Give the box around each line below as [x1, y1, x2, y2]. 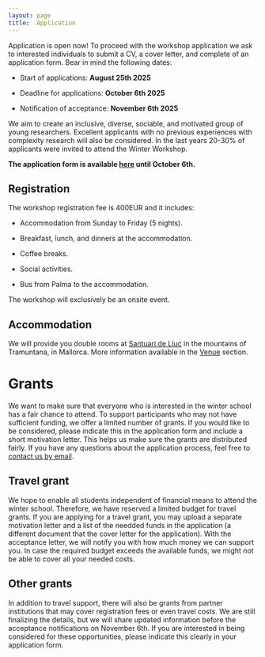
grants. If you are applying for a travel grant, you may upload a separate [8, 512, 243, 522]
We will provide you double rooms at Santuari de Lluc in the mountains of [8, 339, 247, 349]
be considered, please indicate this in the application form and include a [8, 426, 244, 436]
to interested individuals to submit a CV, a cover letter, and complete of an [8, 49, 249, 59]
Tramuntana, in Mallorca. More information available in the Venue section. [8, 347, 248, 357]
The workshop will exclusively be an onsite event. [8, 295, 170, 304]
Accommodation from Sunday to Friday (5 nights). [19, 218, 184, 228]
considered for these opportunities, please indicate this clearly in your [8, 632, 237, 641]
